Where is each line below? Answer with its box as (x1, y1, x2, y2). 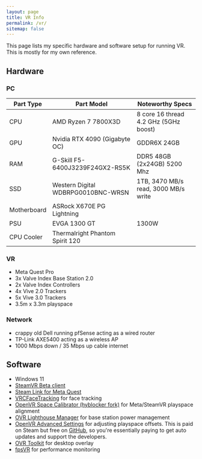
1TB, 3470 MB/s (136, 177, 184, 185)
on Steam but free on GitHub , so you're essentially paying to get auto (14, 426, 186, 434)
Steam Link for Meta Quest (14, 388, 82, 396)
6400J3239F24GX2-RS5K (52, 163, 130, 172)
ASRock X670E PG (52, 201, 106, 210)
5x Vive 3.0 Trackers (14, 294, 66, 302)
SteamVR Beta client (14, 382, 66, 389)
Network (6, 315, 32, 324)
